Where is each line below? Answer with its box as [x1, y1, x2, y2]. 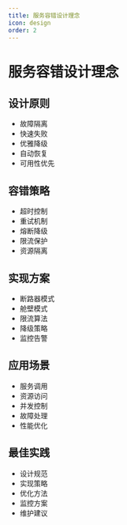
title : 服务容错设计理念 [8, 11, 80, 20]
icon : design [8, 19, 51, 27]
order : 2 [8, 26, 37, 34]
